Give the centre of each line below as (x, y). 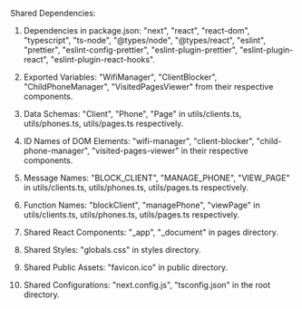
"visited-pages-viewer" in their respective (170, 150)
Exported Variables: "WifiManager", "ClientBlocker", (120, 77)
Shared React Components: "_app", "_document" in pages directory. (151, 232)
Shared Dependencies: (53, 13)
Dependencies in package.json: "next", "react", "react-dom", (136, 30)
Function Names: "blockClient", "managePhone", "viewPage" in (142, 205)
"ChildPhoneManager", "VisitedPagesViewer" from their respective (148, 87)
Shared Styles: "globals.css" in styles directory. (112, 250)
